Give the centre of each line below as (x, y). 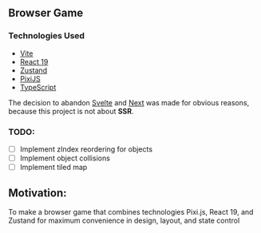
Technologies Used (47, 36)
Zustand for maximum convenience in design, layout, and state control (124, 220)
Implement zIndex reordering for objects (86, 149)
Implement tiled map (53, 168)
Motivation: (38, 193)
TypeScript (38, 87)
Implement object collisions (65, 158)
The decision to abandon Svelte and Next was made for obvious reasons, (129, 102)
